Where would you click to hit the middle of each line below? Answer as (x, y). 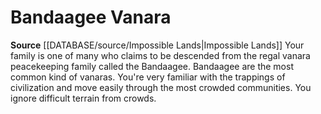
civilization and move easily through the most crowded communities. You (161, 87)
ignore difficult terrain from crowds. (83, 98)
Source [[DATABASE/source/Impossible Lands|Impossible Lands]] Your (157, 45)
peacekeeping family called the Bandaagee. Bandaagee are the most (152, 66)
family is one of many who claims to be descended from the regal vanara (160, 55)
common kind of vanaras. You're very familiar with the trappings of (148, 77)
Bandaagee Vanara (91, 17)
